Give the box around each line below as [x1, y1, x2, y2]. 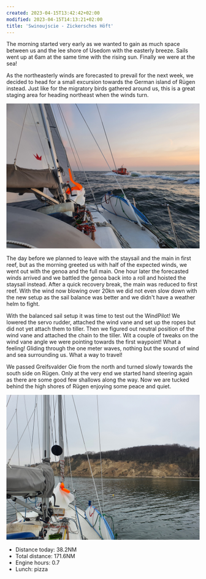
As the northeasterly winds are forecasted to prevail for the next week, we [6, 72, 194, 79]
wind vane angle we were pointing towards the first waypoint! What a [6, 338, 181, 346]
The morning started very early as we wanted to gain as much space [6, 40, 180, 48]
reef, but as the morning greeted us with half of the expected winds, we [6, 261, 188, 269]
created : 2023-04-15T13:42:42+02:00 [6, 10, 100, 16]
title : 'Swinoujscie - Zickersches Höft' [6, 23, 114, 29]
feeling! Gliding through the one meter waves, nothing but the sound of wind [6, 345, 199, 352]
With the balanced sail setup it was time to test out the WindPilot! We [6, 312, 180, 320]
